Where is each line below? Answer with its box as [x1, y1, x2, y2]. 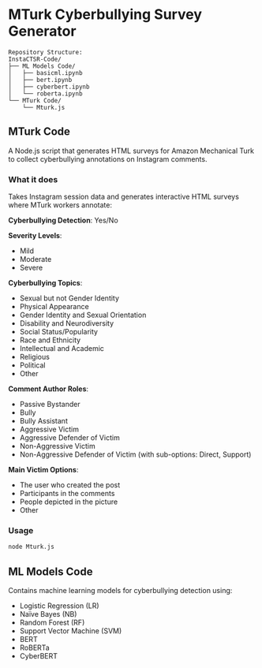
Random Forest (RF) [19, 618, 85, 628]
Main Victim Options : [8, 465, 79, 475]
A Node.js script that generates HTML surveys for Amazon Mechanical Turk [8, 146, 255, 155]
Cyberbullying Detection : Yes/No [8, 215, 118, 226]
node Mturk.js [8, 543, 55, 551]
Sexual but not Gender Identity [19, 293, 120, 303]
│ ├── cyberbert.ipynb [8, 83, 90, 91]
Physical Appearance [19, 302, 89, 312]
